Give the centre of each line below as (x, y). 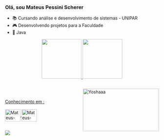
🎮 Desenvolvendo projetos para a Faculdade (58, 25)
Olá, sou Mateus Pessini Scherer (44, 7)
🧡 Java (19, 33)
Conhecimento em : (25, 102)
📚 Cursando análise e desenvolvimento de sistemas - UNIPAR (75, 18)
